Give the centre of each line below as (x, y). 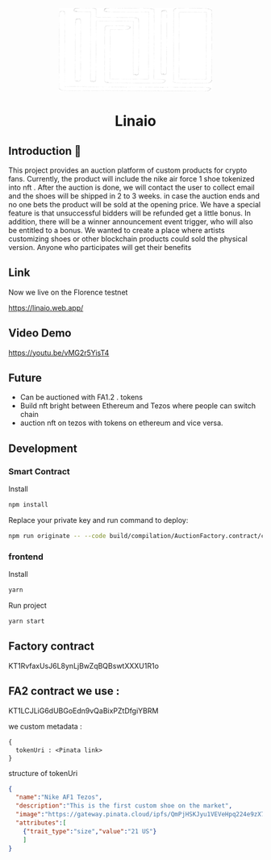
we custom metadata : (45, 726)
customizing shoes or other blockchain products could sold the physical (128, 239)
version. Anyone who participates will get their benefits (100, 247)
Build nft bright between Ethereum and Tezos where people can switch (138, 406)
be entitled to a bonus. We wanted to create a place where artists (117, 230)
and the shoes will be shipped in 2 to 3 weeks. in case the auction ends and (134, 196)
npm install (28, 505)
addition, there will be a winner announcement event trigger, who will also (131, 221)
